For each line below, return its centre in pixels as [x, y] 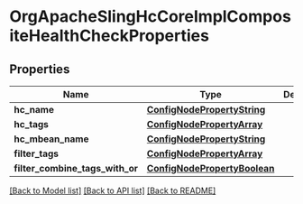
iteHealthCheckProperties [110, 36]
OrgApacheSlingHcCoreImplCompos [150, 17]
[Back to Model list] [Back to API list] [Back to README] [113, 190]
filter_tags [37, 153]
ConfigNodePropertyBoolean [211, 168]
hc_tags [32, 124]
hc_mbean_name [51, 139]
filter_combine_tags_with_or [76, 168]
